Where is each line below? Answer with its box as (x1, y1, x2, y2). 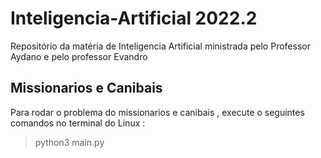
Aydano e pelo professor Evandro (10, 50, 148, 62)
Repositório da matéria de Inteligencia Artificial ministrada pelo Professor (10, 40, 311, 52)
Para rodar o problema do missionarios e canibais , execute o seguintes (10, 106, 305, 118)
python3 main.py (34, 136, 105, 148)
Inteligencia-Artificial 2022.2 (10, 7, 258, 30)
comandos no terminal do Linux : (10, 117, 146, 129)
